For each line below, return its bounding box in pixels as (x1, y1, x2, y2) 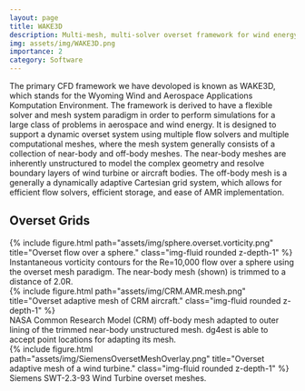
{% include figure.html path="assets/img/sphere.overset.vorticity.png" (9, 237, 274, 248)
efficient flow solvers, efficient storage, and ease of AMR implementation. (9, 187, 284, 197)
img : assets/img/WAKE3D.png (9, 38, 116, 48)
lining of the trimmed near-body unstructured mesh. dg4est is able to (9, 324, 269, 335)
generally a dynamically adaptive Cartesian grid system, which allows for (9, 177, 283, 187)
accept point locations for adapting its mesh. (9, 334, 177, 345)
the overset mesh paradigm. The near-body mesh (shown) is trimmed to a (9, 266, 286, 277)
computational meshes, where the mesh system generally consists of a (9, 138, 275, 149)
